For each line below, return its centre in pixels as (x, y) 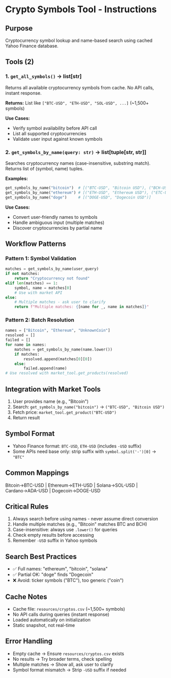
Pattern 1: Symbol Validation (41, 258)
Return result (26, 418)
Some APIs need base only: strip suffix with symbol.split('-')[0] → (84, 451)
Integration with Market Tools (53, 389)
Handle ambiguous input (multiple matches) (59, 222)
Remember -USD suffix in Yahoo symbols (55, 541)
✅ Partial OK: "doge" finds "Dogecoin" (53, 574)
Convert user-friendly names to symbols (55, 217)
